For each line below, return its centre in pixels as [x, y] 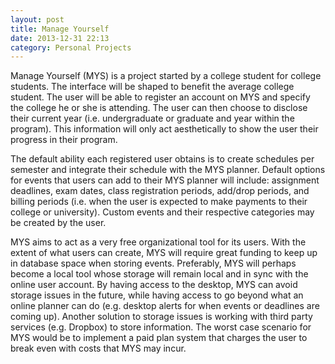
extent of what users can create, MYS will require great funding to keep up [164, 253]
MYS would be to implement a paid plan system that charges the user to [159, 338]
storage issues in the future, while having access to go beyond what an [157, 295]
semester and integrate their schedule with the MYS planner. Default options [168, 170]
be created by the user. [58, 223]
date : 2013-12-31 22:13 [60, 38]
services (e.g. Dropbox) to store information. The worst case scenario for [161, 327]
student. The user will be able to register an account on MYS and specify [160, 97]
